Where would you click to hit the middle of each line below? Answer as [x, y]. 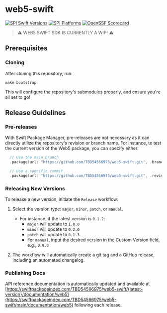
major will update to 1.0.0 [53, 224]
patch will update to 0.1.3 [53, 235]
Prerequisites [26, 48]
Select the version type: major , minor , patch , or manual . [68, 209]
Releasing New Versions [35, 188]
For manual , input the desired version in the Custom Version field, [93, 240]
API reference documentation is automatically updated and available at [78, 284]
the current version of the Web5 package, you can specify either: [72, 149]
